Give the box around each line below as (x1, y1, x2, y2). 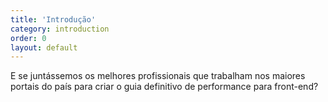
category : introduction (10, 24, 110, 34)
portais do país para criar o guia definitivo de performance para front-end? (10, 81, 319, 93)
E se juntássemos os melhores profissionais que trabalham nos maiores (10, 70, 306, 82)
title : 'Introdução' (10, 14, 97, 25)
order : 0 (10, 33, 47, 43)
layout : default (10, 42, 78, 53)
